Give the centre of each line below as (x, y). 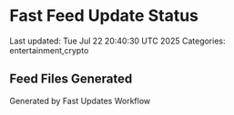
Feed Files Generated (71, 79)
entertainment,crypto (49, 50)
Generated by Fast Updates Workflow (80, 101)
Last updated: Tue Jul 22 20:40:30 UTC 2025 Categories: (117, 41)
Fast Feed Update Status (104, 16)
